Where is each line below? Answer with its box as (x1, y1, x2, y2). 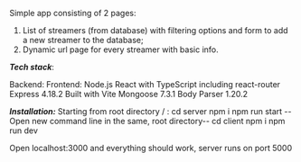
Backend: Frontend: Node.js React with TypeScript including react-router (9, 79, 281, 89)
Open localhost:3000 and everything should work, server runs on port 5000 (9, 143, 292, 153)
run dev (9, 125, 39, 136)
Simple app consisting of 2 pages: (9, 8, 136, 18)
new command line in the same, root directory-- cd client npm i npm (31, 116, 286, 126)
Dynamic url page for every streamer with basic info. (22, 44, 219, 55)
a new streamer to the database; (22, 35, 144, 45)
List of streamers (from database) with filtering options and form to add (22, 25, 288, 35)
